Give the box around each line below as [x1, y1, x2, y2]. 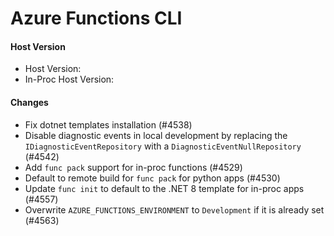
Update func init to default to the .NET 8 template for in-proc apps [24, 182, 305, 194]
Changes [10, 96, 49, 108]
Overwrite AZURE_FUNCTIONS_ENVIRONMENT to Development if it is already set [24, 203, 325, 216]
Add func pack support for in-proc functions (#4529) [24, 161, 243, 173]
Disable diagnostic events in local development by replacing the [24, 129, 288, 141]
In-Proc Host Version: [24, 73, 115, 86]
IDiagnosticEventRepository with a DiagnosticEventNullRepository [24, 140, 302, 152]
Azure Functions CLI [10, 7, 183, 30]
